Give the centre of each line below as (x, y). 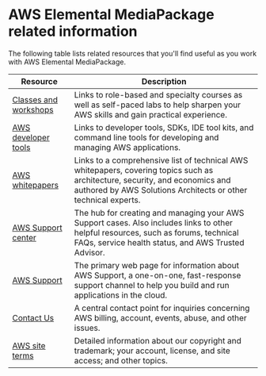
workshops (33, 109)
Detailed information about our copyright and (158, 340)
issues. (87, 328)
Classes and (35, 99)
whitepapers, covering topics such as (144, 170)
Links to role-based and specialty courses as (158, 94)
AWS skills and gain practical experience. (151, 114)
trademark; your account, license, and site (152, 351)
